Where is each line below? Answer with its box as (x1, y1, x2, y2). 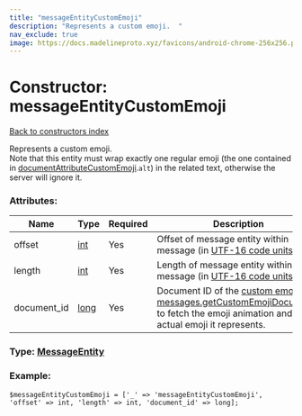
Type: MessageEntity (9, 346, 105, 358)
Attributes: (9, 194, 58, 207)
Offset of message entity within (156, 233, 289, 246)
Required (108, 218, 148, 231)
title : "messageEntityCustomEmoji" (9, 13, 143, 23)
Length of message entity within (156, 258, 293, 271)
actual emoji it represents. (156, 319, 266, 331)
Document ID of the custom (156, 285, 273, 297)
